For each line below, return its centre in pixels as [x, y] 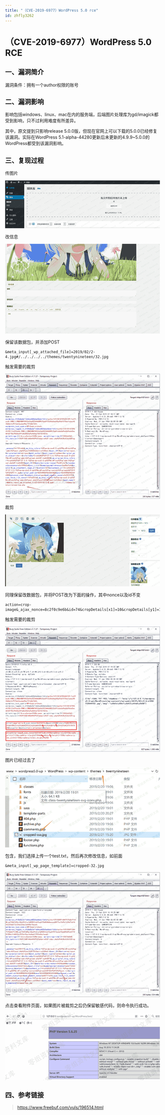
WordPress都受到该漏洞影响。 [36, 143]
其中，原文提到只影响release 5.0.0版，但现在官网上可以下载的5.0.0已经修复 [81, 131]
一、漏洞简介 [25, 72]
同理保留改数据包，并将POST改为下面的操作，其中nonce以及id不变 [73, 595]
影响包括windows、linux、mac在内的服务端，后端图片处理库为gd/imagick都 [82, 114]
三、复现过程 [25, 160]
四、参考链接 [25, 1095]
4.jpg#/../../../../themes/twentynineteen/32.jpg [57, 357]
